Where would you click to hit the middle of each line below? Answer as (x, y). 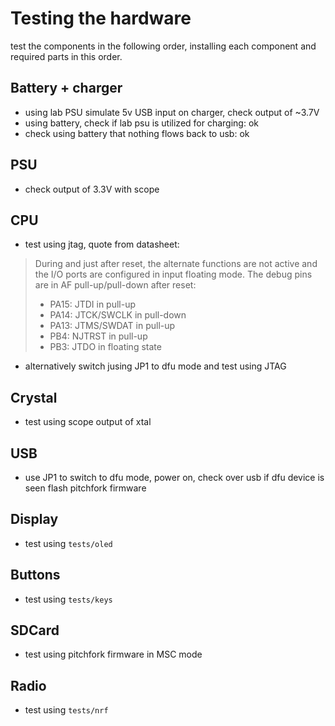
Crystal (34, 397)
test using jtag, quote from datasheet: (102, 244)
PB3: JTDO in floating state (105, 347)
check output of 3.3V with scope (92, 189)
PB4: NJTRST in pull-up (98, 336)
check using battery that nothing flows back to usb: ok (137, 133)
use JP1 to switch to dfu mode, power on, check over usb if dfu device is (174, 477)
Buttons (35, 575)
